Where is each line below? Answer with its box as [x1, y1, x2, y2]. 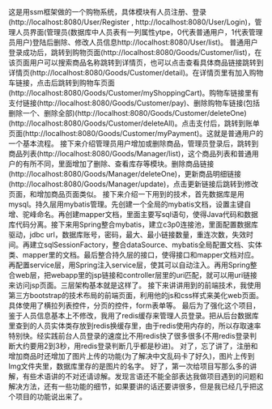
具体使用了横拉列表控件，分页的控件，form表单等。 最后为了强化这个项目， [8, 300, 261, 310]
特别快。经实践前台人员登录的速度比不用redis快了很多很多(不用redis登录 [8, 331, 250, 340]
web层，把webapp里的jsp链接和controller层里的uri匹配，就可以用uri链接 [15, 271, 257, 279]
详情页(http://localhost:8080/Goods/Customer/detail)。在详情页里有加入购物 [8, 68, 264, 77]
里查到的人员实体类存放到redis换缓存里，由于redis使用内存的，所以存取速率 [8, 321, 261, 330]
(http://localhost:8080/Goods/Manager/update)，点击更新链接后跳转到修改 [8, 179, 259, 189]
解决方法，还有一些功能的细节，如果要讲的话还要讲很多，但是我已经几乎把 [8, 381, 257, 391]
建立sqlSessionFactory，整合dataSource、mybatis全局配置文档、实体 [29, 240, 263, 249]
